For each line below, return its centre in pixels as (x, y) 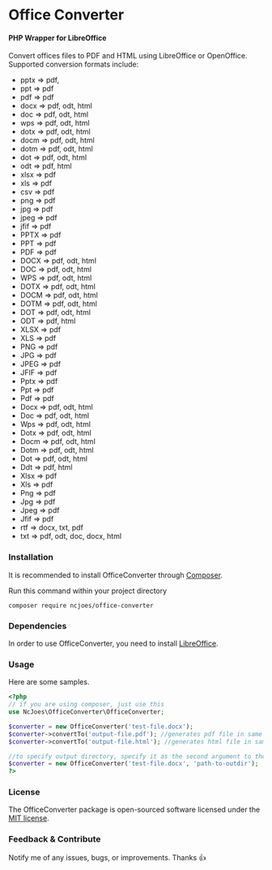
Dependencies (38, 625)
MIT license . (29, 818)
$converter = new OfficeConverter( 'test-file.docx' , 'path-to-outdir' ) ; (134, 764)
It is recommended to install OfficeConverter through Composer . (116, 575)
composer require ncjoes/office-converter (81, 605)
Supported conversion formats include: (74, 64)
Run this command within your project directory (88, 591)
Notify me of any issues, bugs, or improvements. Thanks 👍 (107, 857)
